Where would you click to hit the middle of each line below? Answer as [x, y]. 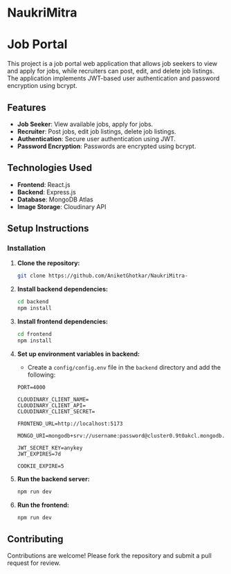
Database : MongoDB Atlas [55, 199]
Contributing [35, 539]
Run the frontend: [43, 505]
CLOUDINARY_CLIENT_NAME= [53, 400]
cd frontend [34, 334]
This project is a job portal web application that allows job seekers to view [112, 64]
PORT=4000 [31, 387]
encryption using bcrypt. [42, 86]
